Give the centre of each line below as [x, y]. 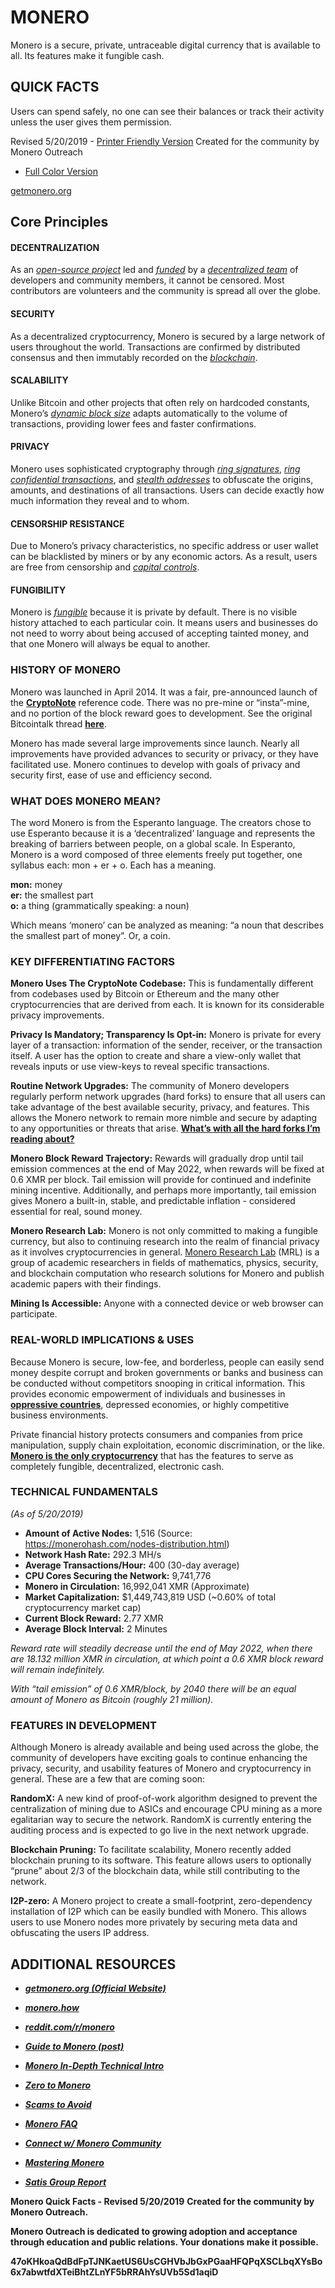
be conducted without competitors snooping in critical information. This [158, 1383]
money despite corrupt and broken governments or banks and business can [167, 1372]
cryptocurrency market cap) [83, 1607]
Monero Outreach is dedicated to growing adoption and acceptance [154, 2231]
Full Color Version [61, 171]
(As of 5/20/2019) [47, 1513]
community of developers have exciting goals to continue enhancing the [159, 1758]
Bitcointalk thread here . [58, 723]
